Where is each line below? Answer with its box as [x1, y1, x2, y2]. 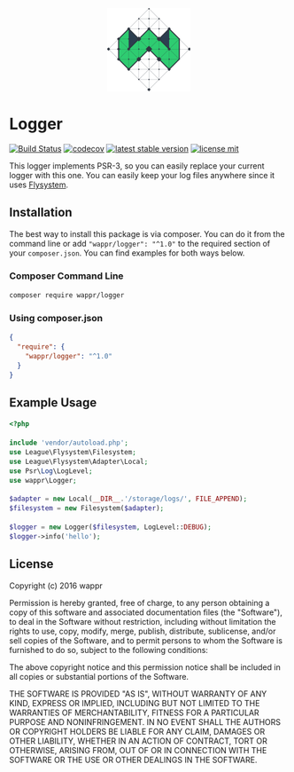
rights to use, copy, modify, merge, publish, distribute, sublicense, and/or [9, 626, 276, 636]
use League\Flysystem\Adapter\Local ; [9, 457, 149, 466]
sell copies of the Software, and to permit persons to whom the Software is [9, 634, 283, 646]
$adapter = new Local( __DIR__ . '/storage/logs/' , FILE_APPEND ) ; [9, 494, 248, 504]
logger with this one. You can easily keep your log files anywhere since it [9, 169, 275, 180]
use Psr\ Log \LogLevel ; [9, 466, 93, 476]
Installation [9, 205, 73, 220]
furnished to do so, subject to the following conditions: [9, 644, 208, 655]
